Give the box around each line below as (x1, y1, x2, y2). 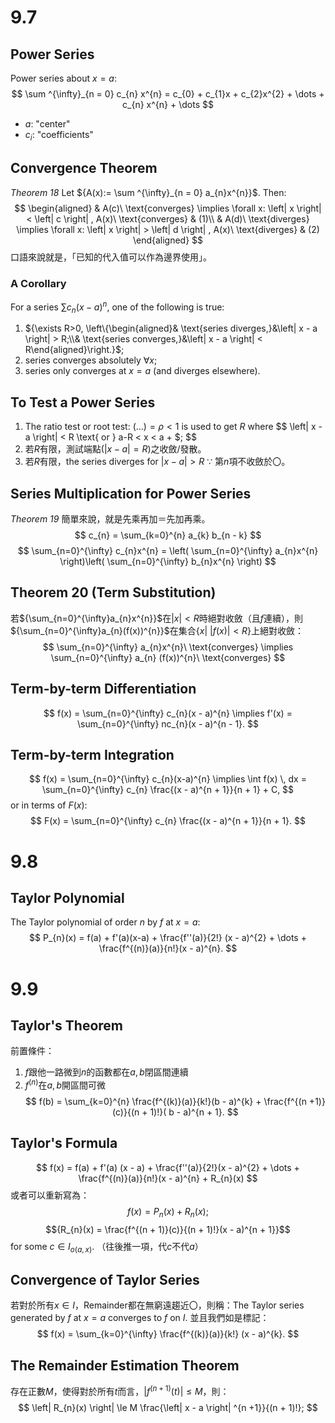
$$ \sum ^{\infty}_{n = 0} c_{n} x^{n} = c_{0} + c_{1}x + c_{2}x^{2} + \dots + (11, 88, 325, 100)
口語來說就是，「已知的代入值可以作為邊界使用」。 (10, 251, 212, 263)
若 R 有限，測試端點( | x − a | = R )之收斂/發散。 (24, 443, 207, 455)
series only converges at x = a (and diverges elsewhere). (24, 365, 261, 377)
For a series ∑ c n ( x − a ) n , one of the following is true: (10, 299, 225, 315)
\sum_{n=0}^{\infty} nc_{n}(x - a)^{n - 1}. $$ (77, 717, 259, 730)
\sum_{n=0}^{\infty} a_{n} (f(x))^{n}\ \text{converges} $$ (50, 651, 286, 663)
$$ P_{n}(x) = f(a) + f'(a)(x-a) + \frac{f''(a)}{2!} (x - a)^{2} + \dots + (29, 932, 307, 944)
